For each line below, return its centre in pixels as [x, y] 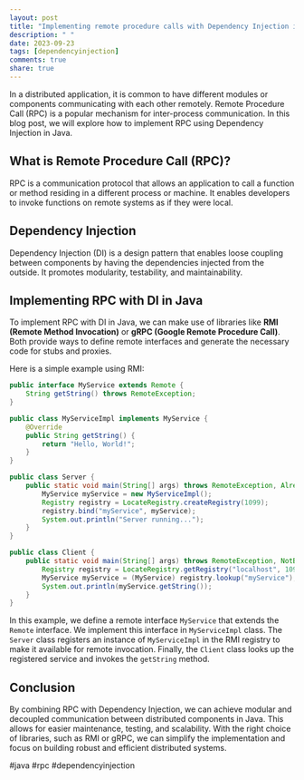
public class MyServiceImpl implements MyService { [109, 418]
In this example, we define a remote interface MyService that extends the [144, 620]
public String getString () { [81, 435]
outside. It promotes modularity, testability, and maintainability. [126, 272]
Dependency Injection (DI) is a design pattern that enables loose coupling [146, 253]
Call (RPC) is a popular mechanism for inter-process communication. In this [150, 113]
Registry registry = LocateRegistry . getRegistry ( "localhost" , [161, 569]
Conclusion [43, 687]
